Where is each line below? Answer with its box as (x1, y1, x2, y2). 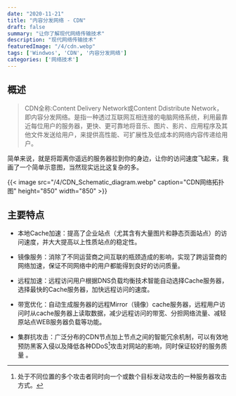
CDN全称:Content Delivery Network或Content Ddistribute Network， (24, 103, 223, 113)
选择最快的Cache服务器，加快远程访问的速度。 (17, 286, 154, 294)
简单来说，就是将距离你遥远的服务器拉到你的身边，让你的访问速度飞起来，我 (7, 154, 229, 162)
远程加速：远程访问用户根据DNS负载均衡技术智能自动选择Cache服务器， (17, 276, 228, 285)
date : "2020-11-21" (7, 10, 65, 18)
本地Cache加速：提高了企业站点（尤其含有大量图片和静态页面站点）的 (17, 229, 221, 238)
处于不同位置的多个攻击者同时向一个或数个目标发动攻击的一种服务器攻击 (17, 372, 227, 381)
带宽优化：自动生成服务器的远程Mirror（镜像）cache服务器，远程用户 (17, 300, 220, 309)
